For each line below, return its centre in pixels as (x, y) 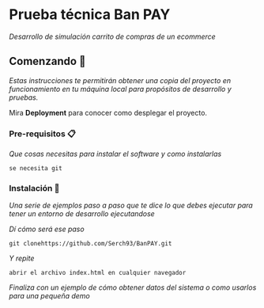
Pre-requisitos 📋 (42, 134)
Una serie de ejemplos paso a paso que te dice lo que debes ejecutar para (131, 205)
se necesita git (36, 169)
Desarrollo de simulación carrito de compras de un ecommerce (112, 36)
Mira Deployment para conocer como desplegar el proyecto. (108, 112)
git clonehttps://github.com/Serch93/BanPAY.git (91, 244)
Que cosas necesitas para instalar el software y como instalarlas (115, 154)
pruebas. (24, 97)
